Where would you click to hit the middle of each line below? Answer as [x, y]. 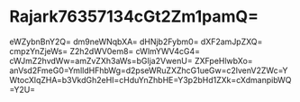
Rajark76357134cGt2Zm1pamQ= [134, 17]
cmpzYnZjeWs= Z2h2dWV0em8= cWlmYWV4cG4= [105, 51]
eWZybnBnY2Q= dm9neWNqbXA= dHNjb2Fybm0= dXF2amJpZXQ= [136, 42]
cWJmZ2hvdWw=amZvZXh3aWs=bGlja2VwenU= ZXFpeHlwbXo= [132, 60]
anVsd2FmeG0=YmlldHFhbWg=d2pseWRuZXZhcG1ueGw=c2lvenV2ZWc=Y [149, 70]
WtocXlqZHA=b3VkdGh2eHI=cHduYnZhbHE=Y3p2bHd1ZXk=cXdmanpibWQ [150, 79]
